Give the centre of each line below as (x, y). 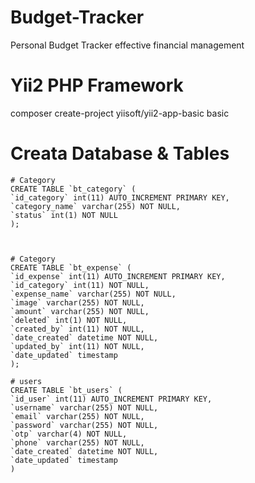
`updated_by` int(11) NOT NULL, (77, 346)
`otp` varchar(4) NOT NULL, (69, 434)
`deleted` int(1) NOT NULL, (69, 320)
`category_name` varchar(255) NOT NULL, (96, 206)
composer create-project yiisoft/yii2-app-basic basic (120, 113)
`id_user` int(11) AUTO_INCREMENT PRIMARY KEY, (111, 399)
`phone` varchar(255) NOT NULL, (77, 442)
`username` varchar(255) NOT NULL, (84, 407)
